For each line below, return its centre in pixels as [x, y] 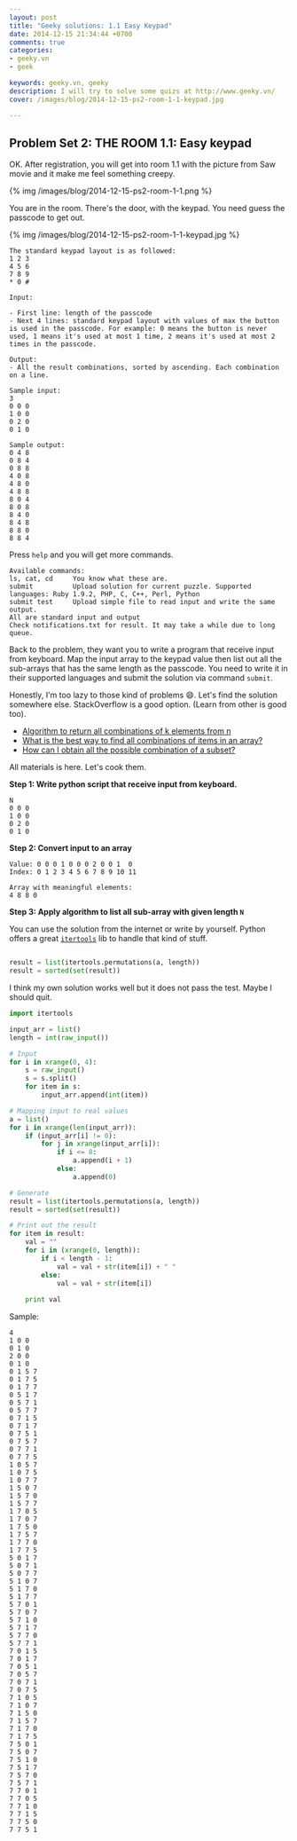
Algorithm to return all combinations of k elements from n [126, 731]
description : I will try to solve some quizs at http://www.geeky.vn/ [142, 91]
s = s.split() [51, 1079]
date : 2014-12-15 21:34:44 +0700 [71, 34]
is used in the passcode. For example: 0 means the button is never [138, 329]
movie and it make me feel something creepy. [92, 174]
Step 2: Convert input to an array [71, 848]
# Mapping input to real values [69, 1111]
